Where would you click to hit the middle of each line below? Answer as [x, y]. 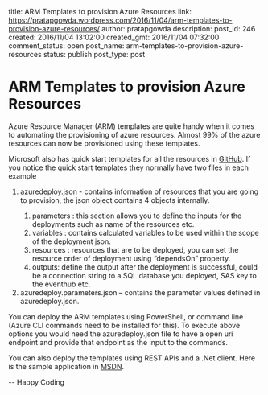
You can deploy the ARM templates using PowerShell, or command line [126, 316]
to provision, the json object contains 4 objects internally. [115, 200]
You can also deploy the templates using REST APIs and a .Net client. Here [132, 358]
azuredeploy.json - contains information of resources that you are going [139, 191]
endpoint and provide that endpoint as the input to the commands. [118, 342]
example [23, 175]
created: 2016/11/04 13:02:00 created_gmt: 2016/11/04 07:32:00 [114, 37]
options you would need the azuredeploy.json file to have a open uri [121, 334]
